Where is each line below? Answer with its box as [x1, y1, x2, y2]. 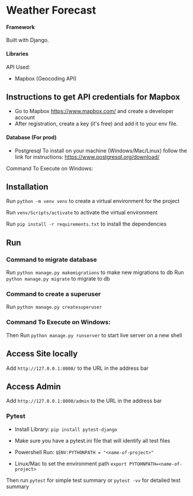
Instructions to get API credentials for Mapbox [6, 92, 181, 102]
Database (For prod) [6, 134, 57, 141]
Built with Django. [6, 37, 49, 44]
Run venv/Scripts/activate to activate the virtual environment [6, 209, 158, 216]
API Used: [6, 63, 31, 70]
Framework [6, 23, 35, 30]
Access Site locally [6, 349, 78, 359]
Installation [6, 182, 49, 192]
